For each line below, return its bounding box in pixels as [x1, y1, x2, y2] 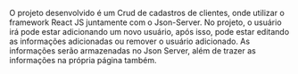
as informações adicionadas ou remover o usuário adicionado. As [9, 36, 251, 46]
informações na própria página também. [9, 55, 157, 65]
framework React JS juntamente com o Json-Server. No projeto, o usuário [9, 17, 283, 28]
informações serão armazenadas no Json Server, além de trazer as [9, 45, 256, 56]
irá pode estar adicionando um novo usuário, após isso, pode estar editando [9, 27, 290, 37]
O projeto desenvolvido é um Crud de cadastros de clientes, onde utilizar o [9, 8, 286, 18]
